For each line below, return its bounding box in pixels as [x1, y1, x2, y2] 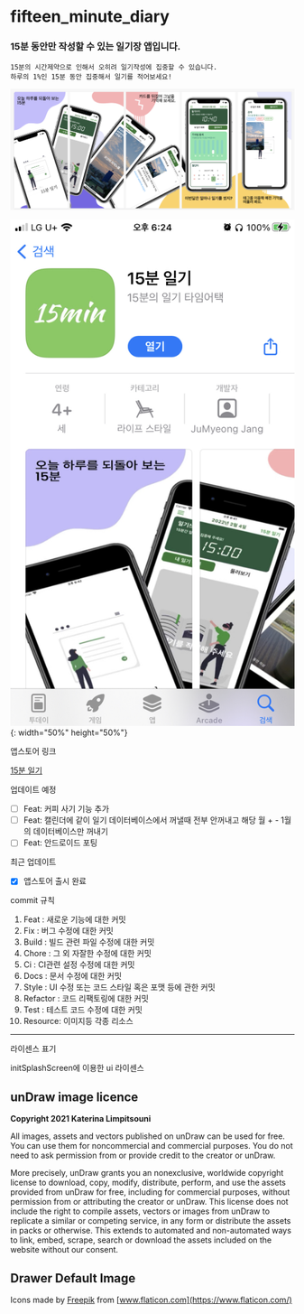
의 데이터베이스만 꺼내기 [23, 826, 109, 837]
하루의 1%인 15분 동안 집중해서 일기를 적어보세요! [10, 72, 172, 82]
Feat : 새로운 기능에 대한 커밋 [23, 914, 126, 925]
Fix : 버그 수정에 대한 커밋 [23, 926, 114, 937]
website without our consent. [10, 1244, 119, 1255]
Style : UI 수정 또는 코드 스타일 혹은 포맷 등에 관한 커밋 [23, 982, 216, 992]
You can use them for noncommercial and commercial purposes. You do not [10, 1141, 293, 1151]
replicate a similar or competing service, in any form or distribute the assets [10, 1216, 291, 1226]
